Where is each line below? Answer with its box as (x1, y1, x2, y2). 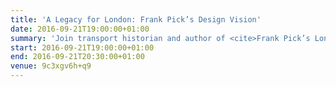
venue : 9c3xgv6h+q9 (10, 61, 92, 71)
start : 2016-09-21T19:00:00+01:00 (10, 42, 155, 53)
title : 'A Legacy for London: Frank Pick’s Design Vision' (10, 14, 262, 25)
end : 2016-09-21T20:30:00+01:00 (10, 52, 145, 62)
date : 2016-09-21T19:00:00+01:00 (10, 24, 150, 34)
